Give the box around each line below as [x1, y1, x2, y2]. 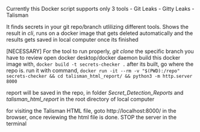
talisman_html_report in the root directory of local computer [6, 96, 155, 102]
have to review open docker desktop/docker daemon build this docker [6, 54, 181, 61]
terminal [6, 120, 27, 127]
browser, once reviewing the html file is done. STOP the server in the [6, 114, 177, 121]
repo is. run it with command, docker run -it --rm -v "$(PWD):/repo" [6, 67, 180, 74]
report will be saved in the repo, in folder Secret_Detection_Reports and [6, 89, 184, 96]
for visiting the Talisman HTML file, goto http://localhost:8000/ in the [6, 107, 177, 114]
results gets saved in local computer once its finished [6, 36, 139, 43]
